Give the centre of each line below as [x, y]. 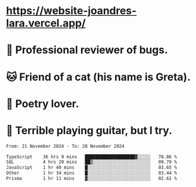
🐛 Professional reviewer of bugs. [87, 50]
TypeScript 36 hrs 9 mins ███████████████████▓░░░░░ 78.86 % [92, 157]
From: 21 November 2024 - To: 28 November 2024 [65, 146]
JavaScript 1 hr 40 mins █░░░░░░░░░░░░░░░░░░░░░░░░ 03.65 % [92, 168]
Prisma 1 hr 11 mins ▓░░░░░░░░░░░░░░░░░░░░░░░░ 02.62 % [92, 179]
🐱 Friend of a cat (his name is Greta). [98, 77]
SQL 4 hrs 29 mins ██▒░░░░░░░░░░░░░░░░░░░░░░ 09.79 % [92, 162]
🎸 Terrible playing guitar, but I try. [89, 130]
